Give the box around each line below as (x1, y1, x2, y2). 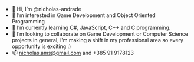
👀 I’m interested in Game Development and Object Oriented (11, 12, 156, 19)
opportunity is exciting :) (11, 43, 71, 50)
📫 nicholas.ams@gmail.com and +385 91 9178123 (11, 50, 134, 56)
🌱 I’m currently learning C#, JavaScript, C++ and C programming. (11, 24, 171, 31)
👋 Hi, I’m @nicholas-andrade (11, 6, 81, 12)
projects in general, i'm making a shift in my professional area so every (11, 37, 184, 43)
